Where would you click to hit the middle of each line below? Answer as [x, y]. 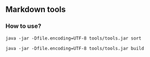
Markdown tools [36, 10]
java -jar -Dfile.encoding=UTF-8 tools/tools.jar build [75, 48]
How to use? [23, 26]
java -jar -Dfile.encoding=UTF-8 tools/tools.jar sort [74, 38]
